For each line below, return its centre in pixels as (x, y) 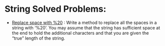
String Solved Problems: (56, 9)
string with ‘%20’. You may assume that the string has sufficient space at (86, 27)
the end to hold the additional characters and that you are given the (80, 33)
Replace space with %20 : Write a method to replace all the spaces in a (84, 23)
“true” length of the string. (38, 38)
